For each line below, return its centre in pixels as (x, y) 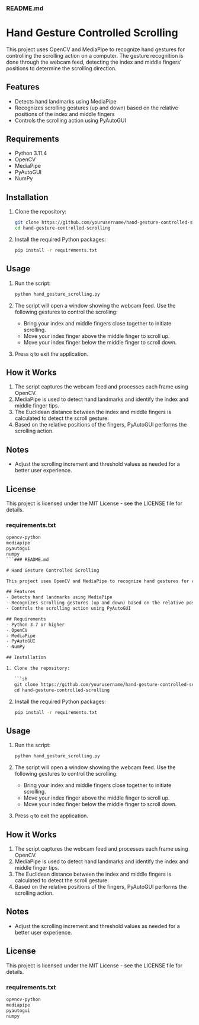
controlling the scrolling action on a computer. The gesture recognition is (95, 55)
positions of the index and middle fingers (65, 114)
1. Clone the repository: (38, 668)
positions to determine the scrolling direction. (61, 68)
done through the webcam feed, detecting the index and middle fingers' (94, 62)
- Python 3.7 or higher (36, 625)
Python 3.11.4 (31, 153)
